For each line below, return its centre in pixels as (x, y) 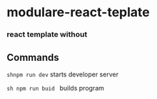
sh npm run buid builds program (56, 88)
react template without (47, 35)
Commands (33, 57)
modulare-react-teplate (78, 12)
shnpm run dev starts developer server (63, 74)
